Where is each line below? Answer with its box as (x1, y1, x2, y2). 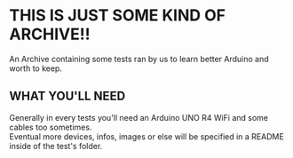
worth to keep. (9, 63, 62, 74)
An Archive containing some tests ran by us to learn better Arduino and (9, 53, 269, 64)
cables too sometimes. (9, 122, 92, 132)
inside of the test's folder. (9, 140, 103, 151)
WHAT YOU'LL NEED (9, 89, 126, 104)
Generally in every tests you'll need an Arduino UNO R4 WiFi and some (9, 112, 269, 122)
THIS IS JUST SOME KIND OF (9, 5, 226, 26)
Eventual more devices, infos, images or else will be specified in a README (9, 130, 284, 142)
